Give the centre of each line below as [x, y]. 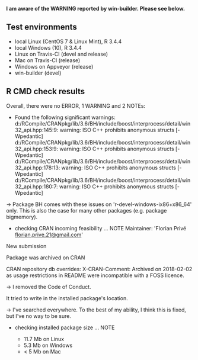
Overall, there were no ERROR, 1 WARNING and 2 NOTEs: [76, 105]
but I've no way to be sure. [39, 316]
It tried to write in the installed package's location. [67, 298]
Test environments [41, 27]
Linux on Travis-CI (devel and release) [61, 54]
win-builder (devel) [38, 73]
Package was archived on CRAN [46, 258]
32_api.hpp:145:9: [36, 130]
